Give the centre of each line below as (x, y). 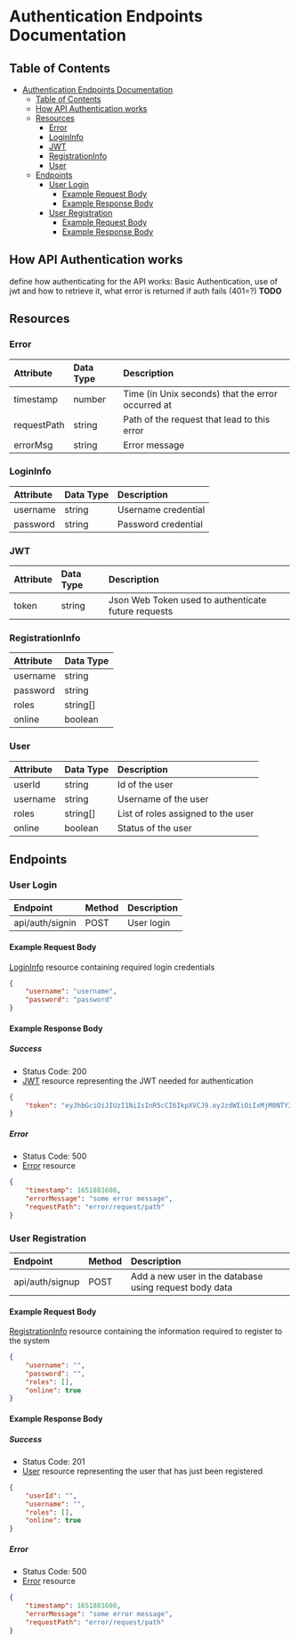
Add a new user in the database (197, 1276)
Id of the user (145, 784)
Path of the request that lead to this (197, 419)
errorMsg (33, 445)
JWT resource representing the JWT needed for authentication (137, 1080)
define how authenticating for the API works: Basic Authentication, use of (144, 281)
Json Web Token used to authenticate (187, 600)
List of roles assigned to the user (186, 813)
